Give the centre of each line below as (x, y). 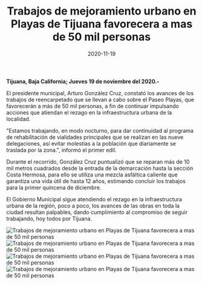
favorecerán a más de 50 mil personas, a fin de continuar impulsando (93, 106)
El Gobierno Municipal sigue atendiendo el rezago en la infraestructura (94, 199)
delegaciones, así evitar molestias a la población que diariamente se (91, 143)
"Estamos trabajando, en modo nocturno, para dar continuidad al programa (100, 130)
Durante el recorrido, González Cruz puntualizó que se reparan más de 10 (98, 161)
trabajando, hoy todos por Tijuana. (49, 218)
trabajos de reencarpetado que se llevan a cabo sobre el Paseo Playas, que (100, 99)
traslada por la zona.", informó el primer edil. (61, 150)
